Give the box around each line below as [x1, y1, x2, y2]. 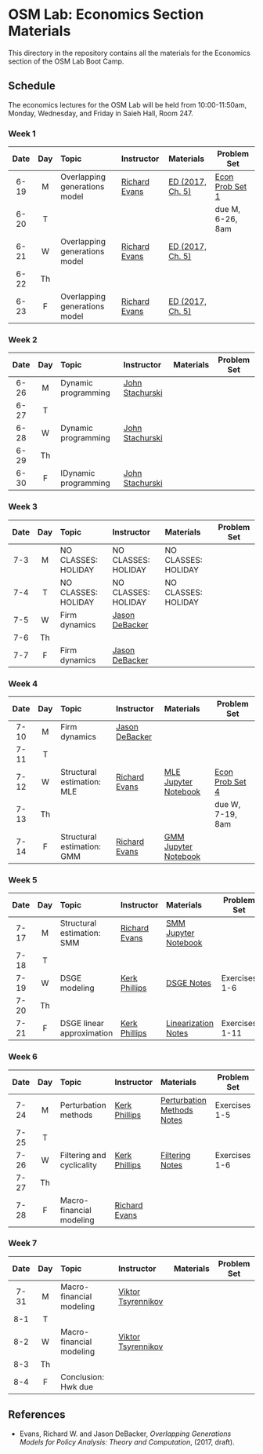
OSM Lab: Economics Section [8, 5, 204, 24]
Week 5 [8, 874, 38, 885]
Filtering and [59, 1149, 107, 1160]
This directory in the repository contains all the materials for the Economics [8, 48, 250, 57]
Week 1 [8, 128, 37, 139]
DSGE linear [59, 1018, 104, 1029]
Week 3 [8, 501, 38, 512]
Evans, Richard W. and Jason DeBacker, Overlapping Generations [19, 1429, 232, 1438]
